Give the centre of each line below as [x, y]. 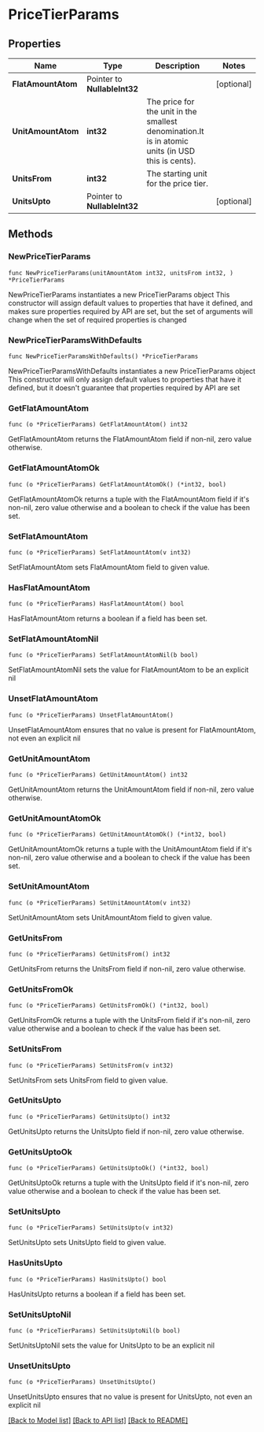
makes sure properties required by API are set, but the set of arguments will [130, 311]
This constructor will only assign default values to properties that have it [125, 379]
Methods [31, 234]
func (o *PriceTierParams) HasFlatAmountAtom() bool [96, 604]
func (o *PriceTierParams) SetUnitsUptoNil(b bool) [94, 1331]
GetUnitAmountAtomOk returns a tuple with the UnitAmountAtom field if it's [130, 849]
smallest [162, 121]
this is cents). [171, 161]
